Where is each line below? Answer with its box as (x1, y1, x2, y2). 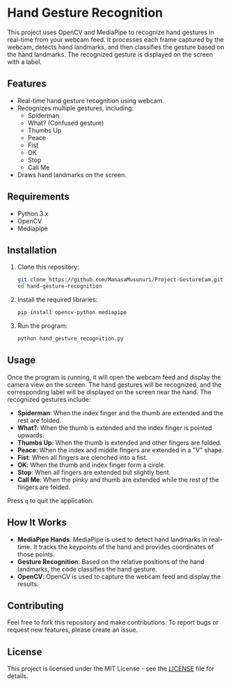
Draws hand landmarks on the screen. (17, 170, 127, 179)
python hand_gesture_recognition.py (17, 335, 124, 342)
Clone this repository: (17, 263, 79, 271)
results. (17, 579, 40, 588)
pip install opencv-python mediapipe (17, 309, 127, 316)
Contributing (7, 599, 64, 611)
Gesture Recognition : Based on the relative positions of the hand (17, 557, 205, 566)
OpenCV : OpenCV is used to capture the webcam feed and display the (17, 572, 221, 581)
